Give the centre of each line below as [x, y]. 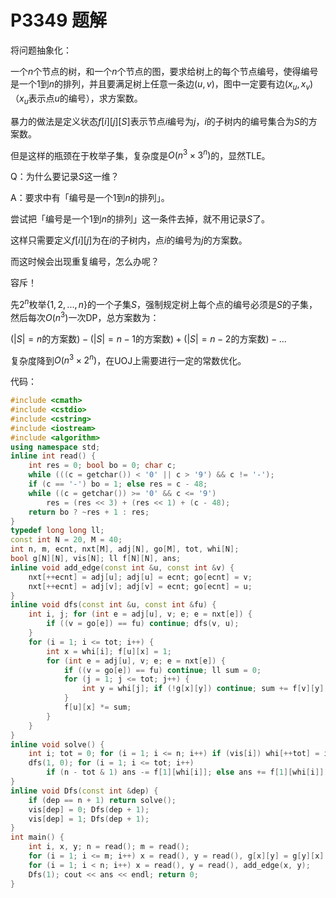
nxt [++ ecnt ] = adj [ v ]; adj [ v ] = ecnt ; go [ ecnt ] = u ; [140, 586]
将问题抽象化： [41, 50]
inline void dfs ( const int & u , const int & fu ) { [113, 605]
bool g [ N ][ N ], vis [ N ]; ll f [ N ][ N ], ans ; [96, 559]
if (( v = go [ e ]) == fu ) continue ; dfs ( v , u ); [143, 624]
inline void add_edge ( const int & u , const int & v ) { [122, 567]
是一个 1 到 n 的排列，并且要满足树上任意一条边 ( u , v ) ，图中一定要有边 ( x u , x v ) [162, 84]
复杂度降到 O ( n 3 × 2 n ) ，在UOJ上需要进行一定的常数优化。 [128, 359]
